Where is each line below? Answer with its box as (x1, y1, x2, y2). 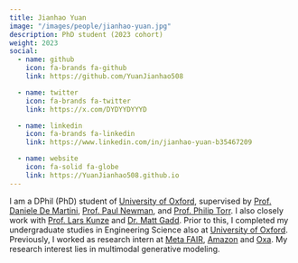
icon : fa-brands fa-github (25, 64, 127, 73)
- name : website (17, 154, 79, 163)
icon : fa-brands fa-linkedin (25, 130, 135, 139)
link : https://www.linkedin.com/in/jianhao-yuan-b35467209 (25, 138, 253, 147)
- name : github (17, 55, 75, 64)
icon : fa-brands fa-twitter (25, 96, 131, 105)
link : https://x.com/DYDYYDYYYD (25, 104, 147, 113)
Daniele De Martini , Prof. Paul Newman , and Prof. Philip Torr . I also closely (9, 204, 284, 216)
